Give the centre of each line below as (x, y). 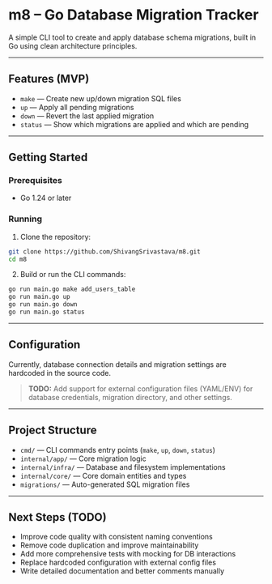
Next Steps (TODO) (57, 517)
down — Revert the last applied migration (87, 116)
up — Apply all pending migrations (77, 107)
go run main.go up (39, 297)
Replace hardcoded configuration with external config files (118, 563)
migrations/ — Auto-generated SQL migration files (105, 484)
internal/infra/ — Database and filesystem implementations (123, 467)
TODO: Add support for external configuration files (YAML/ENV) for (140, 388)
